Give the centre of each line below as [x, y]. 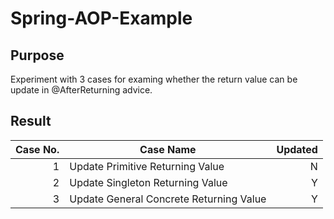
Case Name [168, 149]
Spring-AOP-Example [101, 18]
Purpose [37, 55]
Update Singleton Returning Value [148, 182]
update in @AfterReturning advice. [81, 90]
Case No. [37, 149]
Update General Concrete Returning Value [168, 199]
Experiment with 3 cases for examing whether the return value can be [154, 79]
